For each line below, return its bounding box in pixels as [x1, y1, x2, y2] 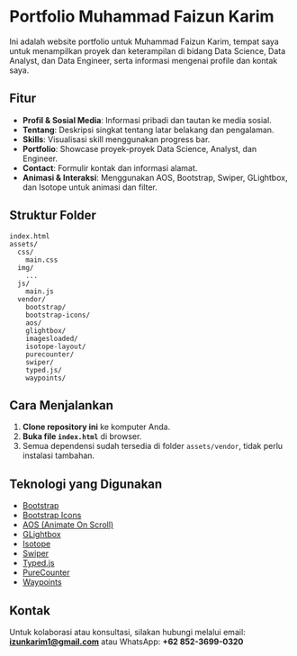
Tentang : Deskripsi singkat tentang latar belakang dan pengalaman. [22, 124, 274, 135]
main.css [25, 255, 58, 265]
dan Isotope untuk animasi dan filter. [22, 182, 157, 193]
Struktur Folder [9, 208, 97, 223]
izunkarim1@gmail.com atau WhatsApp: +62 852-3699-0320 [9, 636, 244, 647]
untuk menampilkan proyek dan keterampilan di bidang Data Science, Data [9, 45, 286, 56]
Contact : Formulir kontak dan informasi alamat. [22, 162, 198, 173]
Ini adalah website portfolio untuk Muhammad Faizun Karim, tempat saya [9, 36, 279, 47]
